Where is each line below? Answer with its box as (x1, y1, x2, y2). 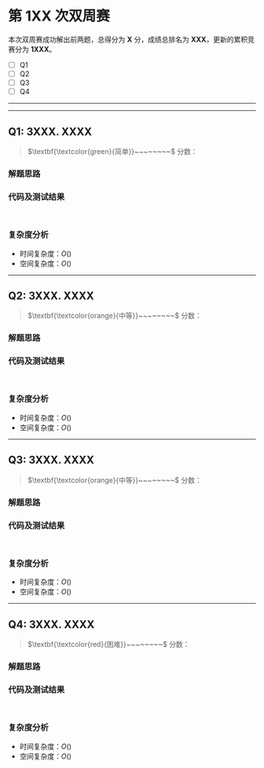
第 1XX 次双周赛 (8, 7, 110, 25)
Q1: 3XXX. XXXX (8, 125, 93, 138)
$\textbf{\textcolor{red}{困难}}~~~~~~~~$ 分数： (27, 639, 190, 649)
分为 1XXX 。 (14, 44, 57, 53)
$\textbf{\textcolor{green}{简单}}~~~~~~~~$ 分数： (27, 147, 198, 156)
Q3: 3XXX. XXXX (8, 454, 94, 467)
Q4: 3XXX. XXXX (8, 618, 95, 631)
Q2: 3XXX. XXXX (8, 288, 94, 303)
